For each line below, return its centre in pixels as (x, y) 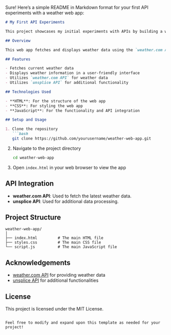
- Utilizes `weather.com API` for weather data (57, 78)
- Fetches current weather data (39, 69)
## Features (18, 59)
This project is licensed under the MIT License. (54, 309)
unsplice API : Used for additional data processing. (65, 201)
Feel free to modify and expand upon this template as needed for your (83, 323)
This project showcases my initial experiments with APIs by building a (84, 31)
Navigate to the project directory (47, 148)
